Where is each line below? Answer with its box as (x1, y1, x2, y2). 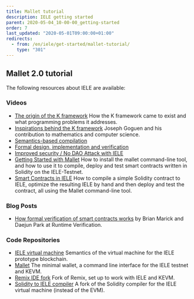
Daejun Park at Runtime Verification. (14, 221, 103, 229)
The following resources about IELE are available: (6, 84, 126, 91)
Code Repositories (6, 236, 61, 244)
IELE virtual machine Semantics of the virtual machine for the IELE (14, 249, 175, 256)
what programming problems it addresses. (14, 118, 118, 125)
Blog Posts (6, 201, 38, 210)
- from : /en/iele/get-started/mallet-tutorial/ (11, 42, 131, 48)
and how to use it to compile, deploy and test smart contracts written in (14, 162, 188, 169)
